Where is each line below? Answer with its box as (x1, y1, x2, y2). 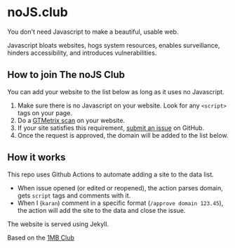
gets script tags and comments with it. (17, 191, 131, 200)
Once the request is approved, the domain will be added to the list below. (17, 131, 229, 139)
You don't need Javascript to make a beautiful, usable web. (7, 27, 179, 36)
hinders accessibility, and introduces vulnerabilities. (7, 48, 157, 57)
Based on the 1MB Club (7, 233, 75, 242)
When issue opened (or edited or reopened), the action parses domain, (17, 183, 223, 192)
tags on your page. (17, 108, 72, 117)
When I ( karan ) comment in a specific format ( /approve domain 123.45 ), (17, 198, 224, 207)
